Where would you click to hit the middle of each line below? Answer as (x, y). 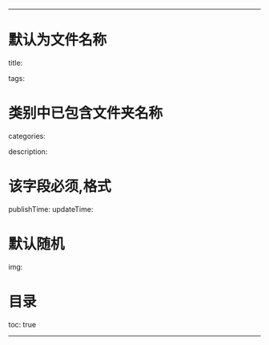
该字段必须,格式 (60, 187)
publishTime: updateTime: (51, 209)
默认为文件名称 (58, 40)
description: (28, 151)
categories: (27, 136)
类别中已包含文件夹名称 (86, 114)
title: (16, 63)
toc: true (22, 324)
